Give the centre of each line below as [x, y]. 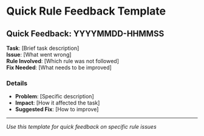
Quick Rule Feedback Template [86, 11]
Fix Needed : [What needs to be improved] [59, 67]
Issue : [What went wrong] [39, 55]
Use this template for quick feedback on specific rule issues [81, 127]
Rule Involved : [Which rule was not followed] [63, 61]
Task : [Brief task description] [43, 48]
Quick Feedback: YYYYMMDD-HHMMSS [85, 34]
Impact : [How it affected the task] [57, 103]
